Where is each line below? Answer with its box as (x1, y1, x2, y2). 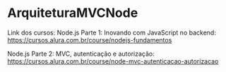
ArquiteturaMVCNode (7, 5, 138, 21)
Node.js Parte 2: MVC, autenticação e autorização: (7, 49, 155, 58)
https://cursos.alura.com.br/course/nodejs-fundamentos (7, 35, 172, 44)
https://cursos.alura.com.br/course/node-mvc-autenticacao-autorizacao (7, 56, 219, 65)
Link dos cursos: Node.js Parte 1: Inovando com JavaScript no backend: (7, 28, 217, 37)
